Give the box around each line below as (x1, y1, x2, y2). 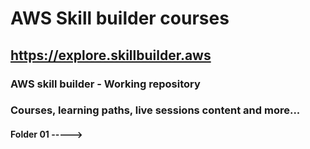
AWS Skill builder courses (10, 7, 230, 30)
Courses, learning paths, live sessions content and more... (10, 103, 301, 117)
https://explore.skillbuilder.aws (10, 47, 212, 64)
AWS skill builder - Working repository (10, 77, 201, 91)
